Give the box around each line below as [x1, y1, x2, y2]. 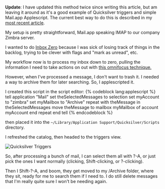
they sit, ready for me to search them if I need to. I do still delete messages [5, 173, 158, 179]
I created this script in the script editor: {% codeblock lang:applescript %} [5, 89, 156, 94]
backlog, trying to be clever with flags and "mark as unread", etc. [5, 49, 138, 55]
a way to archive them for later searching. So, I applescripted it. [5, 79, 135, 85]
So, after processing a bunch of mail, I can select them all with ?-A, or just [5, 153, 156, 159]
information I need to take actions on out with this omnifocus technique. [5, 64, 152, 70]
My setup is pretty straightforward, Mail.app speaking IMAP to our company [5, 30, 160, 35]
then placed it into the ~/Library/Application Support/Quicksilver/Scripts [5, 119, 160, 125]
